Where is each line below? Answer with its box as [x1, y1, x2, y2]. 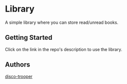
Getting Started [5, 34, 53, 42]
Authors [5, 61, 30, 69]
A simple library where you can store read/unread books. [5, 19, 118, 25]
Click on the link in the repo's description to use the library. [5, 46, 122, 52]
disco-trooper [5, 73, 33, 79]
